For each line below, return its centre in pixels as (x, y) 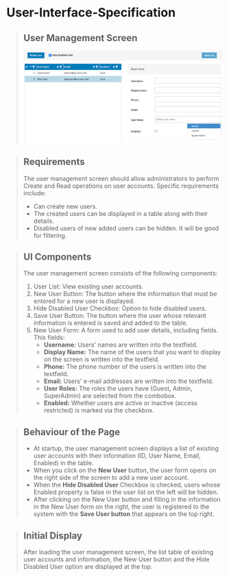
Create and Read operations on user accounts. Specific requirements (121, 186)
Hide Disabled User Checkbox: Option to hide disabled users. (120, 308)
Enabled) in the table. (63, 463)
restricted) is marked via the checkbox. (99, 410)
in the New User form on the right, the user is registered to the (121, 507)
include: (34, 193)
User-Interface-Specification (91, 13)
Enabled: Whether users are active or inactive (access (121, 403)
